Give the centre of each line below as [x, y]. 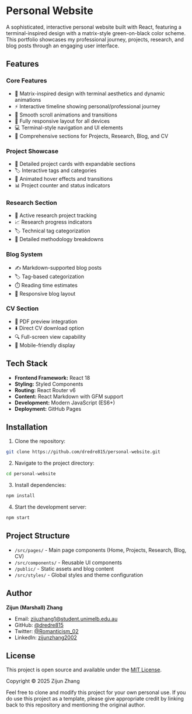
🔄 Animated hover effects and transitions [63, 179]
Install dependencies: [40, 485]
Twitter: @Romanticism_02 [46, 631]
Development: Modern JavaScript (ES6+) [65, 403]
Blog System [24, 255]
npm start [18, 518]
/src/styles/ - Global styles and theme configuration [79, 575]
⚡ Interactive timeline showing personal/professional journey [87, 106]
